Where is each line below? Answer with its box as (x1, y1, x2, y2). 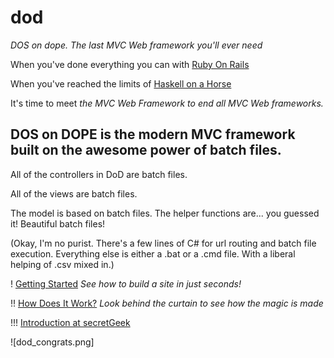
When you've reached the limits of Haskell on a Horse (10, 77, 232, 90)
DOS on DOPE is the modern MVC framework (10, 126, 296, 143)
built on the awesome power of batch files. (10, 142, 282, 159)
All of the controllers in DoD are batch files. (10, 168, 188, 180)
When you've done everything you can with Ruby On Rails (10, 58, 250, 70)
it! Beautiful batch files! (10, 217, 106, 230)
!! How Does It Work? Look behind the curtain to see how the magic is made (10, 297, 324, 309)
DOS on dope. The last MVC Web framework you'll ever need (10, 39, 263, 51)
